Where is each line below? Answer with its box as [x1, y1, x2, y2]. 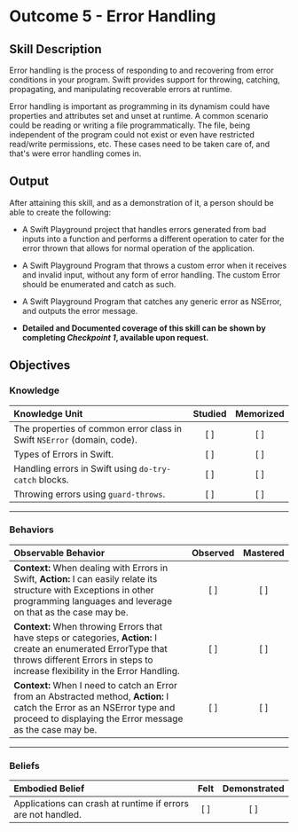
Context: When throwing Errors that [13, 620, 162, 632]
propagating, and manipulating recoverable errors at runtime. [9, 84, 232, 94]
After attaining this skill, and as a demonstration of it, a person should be [9, 197, 274, 208]
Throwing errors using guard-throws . [13, 488, 166, 500]
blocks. [38, 473, 69, 485]
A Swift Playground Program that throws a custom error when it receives [21, 260, 287, 271]
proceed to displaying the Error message [13, 712, 184, 725]
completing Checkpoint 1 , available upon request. [21, 332, 209, 342]
